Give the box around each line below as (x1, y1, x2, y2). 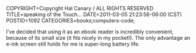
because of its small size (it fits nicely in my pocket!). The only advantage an (6, 35, 191, 41)
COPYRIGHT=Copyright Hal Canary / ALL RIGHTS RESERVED (6, 5, 154, 12)
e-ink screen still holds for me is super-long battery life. (6, 40, 140, 47)
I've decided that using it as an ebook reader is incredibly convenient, (6, 28, 174, 35)
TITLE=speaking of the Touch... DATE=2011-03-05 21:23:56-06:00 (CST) (6, 11, 183, 18)
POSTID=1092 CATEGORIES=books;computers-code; (6, 17, 136, 24)
